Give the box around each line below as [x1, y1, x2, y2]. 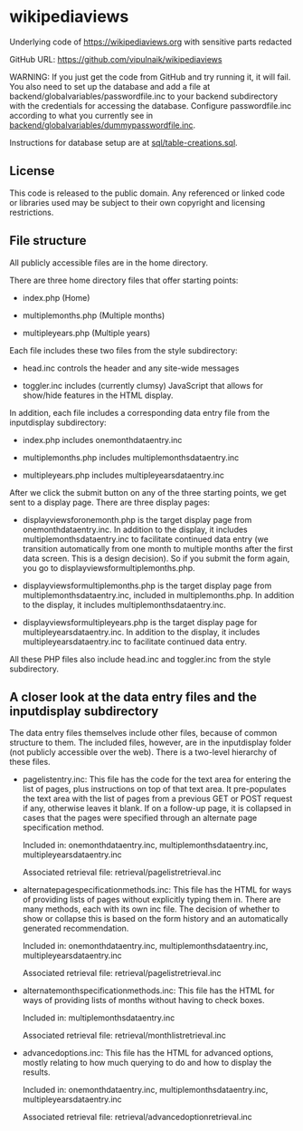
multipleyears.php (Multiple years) [22, 327, 151, 338]
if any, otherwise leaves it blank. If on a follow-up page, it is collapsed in [22, 803, 291, 814]
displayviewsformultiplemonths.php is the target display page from [22, 580, 272, 591]
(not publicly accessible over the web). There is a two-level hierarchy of [9, 747, 278, 758]
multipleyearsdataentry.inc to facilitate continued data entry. [22, 636, 247, 647]
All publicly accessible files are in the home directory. [9, 256, 208, 268]
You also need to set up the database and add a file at [9, 81, 211, 92]
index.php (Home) [22, 292, 90, 303]
